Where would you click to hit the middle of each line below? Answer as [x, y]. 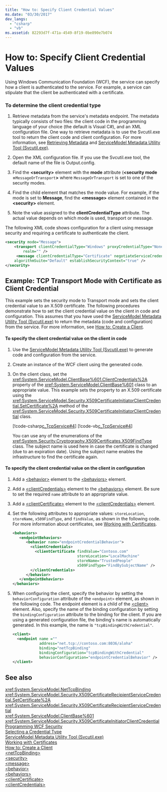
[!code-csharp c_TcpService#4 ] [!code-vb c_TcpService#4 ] [72, 426]
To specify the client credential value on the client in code [66, 338]
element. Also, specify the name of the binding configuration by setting [85, 609]
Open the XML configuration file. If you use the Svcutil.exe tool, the [81, 158]
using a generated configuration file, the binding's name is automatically [86, 620]
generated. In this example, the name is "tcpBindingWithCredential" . [83, 625]
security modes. [29, 183]
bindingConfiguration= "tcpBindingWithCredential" [91, 653]
